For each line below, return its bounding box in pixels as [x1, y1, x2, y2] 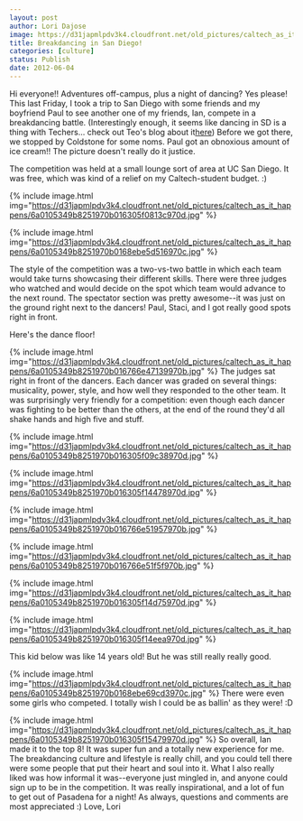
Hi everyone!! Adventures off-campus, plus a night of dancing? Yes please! [9, 88, 289, 99]
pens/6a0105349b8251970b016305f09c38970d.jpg [9, 450, 202, 461]
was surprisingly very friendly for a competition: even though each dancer [9, 394, 286, 405]
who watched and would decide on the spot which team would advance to [9, 282, 286, 293]
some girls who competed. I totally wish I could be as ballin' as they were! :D [9, 696, 293, 708]
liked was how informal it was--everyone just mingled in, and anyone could [9, 772, 289, 783]
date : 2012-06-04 [9, 64, 75, 73]
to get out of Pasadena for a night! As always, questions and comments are [9, 791, 289, 802]
